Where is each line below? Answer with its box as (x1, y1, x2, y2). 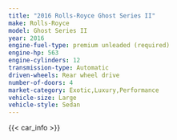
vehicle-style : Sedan (8, 101, 81, 109)
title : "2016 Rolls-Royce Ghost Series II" (8, 11, 156, 20)
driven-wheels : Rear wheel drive (8, 71, 120, 79)
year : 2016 (8, 34, 45, 42)
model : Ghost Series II (8, 26, 88, 34)
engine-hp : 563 (8, 49, 59, 57)
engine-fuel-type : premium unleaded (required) (8, 42, 171, 50)
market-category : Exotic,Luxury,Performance (8, 86, 159, 94)
